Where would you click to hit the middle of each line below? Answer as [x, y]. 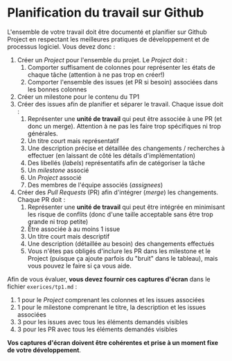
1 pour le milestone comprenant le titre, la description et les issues [111, 307]
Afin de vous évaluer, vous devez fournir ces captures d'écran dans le [109, 279]
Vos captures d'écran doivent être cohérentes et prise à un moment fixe [113, 342]
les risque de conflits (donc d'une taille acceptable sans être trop [120, 214]
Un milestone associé [58, 170]
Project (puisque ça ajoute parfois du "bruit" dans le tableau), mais [123, 258]
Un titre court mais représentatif [73, 140]
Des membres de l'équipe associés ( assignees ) [95, 185]
